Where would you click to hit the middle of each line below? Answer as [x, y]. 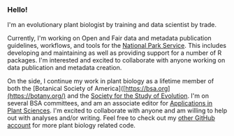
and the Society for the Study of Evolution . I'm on [138, 96]
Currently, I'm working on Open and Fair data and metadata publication [109, 38]
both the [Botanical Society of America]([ [66, 89]
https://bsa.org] [148, 89]
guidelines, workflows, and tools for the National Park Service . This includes [117, 46]
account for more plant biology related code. [72, 126]
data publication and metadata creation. [65, 68]
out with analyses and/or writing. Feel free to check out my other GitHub [111, 118]
